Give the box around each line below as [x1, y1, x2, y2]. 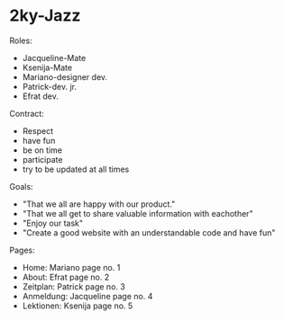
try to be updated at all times [22, 164, 130, 174]
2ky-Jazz [9, 5, 81, 26]
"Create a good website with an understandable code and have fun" [22, 227, 276, 238]
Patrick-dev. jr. [22, 81, 77, 92]
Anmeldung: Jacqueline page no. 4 [22, 290, 153, 301]
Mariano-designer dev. [22, 71, 108, 82]
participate [22, 154, 63, 164]
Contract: [9, 108, 45, 119]
